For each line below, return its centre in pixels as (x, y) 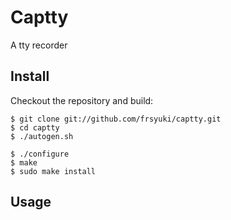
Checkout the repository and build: (82, 100)
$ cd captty (35, 127)
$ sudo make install (53, 171)
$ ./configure (40, 154)
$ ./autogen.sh (42, 136)
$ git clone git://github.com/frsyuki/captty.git (116, 119)
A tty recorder (39, 45)
